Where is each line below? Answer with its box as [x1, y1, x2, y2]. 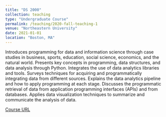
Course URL [5, 106, 31, 112]
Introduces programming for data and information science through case [5, 48, 154, 55]
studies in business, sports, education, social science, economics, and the [5, 54, 159, 60]
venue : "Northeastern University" [5, 26, 78, 31]
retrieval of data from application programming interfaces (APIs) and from [5, 86, 158, 92]
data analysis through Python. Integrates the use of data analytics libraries [5, 64, 159, 70]
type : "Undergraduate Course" [5, 16, 69, 21]
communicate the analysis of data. [5, 96, 77, 102]
